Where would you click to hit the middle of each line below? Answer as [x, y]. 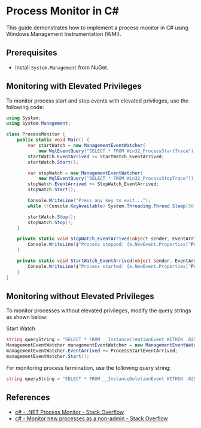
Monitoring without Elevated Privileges [80, 296]
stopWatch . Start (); [52, 190]
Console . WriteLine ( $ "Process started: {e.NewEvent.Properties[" [109, 266]
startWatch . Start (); [53, 162]
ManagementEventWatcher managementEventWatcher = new [75, 345]
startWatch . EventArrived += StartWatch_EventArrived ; [96, 156]
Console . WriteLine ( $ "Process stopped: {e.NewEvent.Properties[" [109, 245]
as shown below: [27, 317]
